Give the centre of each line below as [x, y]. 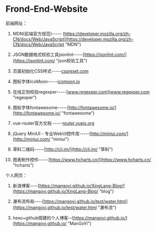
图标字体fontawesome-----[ [41, 107]
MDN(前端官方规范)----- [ [39, 33]
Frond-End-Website [47, 9]
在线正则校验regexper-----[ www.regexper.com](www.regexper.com [81, 92]
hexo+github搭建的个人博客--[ [43, 218]
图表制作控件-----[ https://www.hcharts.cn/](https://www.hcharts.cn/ [82, 159]
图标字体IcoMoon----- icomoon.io [46, 81]
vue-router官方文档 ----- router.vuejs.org [54, 123]
